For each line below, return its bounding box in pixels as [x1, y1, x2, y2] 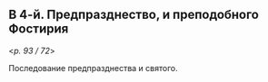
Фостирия [8, 22, 69, 37]
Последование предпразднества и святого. [8, 62, 178, 73]
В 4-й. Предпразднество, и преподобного [8, 7, 260, 23]
